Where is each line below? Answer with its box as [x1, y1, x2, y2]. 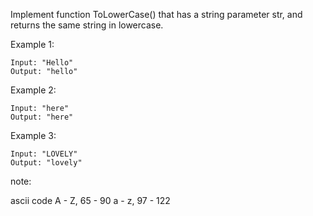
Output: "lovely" [10, 158, 83, 168]
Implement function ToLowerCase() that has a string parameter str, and [10, 9, 303, 20]
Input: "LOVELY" [10, 149, 78, 159]
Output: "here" [10, 112, 74, 122]
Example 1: [10, 39, 55, 50]
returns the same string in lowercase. [10, 19, 164, 31]
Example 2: [10, 84, 57, 96]
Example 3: [10, 130, 57, 141]
